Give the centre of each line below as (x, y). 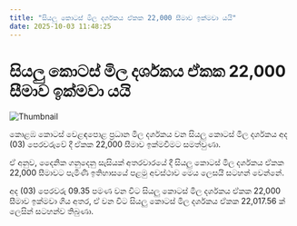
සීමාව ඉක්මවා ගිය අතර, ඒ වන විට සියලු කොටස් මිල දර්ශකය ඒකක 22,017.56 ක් (148, 201)
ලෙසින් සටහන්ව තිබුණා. (51, 211)
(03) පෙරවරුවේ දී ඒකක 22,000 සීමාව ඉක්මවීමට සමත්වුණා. (115, 144)
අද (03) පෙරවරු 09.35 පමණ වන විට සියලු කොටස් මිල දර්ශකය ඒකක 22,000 (145, 191)
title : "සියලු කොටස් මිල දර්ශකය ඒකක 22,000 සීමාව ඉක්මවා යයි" (123, 18)
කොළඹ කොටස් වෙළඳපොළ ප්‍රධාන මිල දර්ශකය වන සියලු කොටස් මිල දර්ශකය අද (148, 134)
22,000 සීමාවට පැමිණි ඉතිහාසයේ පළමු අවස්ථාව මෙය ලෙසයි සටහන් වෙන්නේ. (147, 172)
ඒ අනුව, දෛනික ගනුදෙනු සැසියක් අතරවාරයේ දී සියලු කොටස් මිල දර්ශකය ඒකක (147, 162)
